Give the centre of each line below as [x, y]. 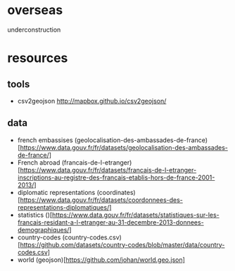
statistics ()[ [35, 215]
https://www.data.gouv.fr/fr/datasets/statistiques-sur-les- [135, 215]
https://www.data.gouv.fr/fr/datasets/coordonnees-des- [101, 200]
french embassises [45, 140]
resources [38, 58]
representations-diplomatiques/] [64, 207]
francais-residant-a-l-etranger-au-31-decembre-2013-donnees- [110, 222]
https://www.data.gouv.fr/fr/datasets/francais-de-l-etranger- [108, 170]
